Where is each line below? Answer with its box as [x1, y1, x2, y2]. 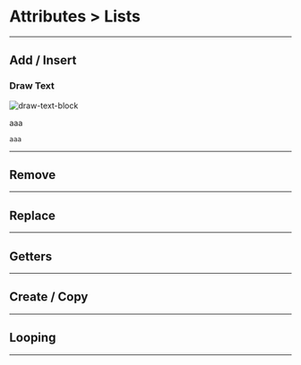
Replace [9, 208, 56, 223]
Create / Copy [9, 289, 89, 305]
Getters [9, 249, 53, 264]
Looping [9, 330, 56, 345]
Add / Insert [9, 53, 77, 68]
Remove [9, 167, 56, 182]
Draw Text [9, 80, 56, 92]
